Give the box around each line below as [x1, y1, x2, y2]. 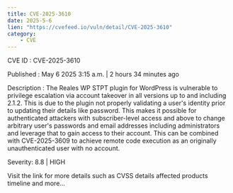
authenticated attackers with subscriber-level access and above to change [7, 114, 225, 123]
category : [7, 30, 37, 38]
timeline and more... [7, 179, 66, 188]
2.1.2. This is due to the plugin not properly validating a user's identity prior [7, 99, 226, 107]
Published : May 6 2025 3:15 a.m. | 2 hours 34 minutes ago [7, 70, 179, 79]
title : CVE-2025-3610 [7, 10, 72, 18]
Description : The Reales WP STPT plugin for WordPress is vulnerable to [7, 84, 218, 92]
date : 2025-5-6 [7, 17, 52, 24]
